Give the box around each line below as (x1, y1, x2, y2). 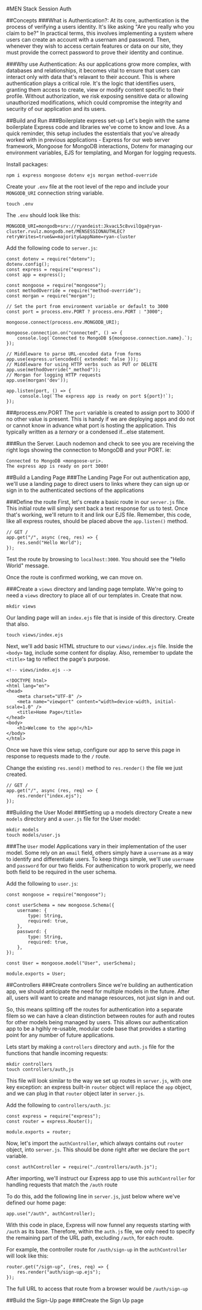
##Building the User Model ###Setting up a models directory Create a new (6, 809, 192, 816)
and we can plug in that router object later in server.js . (6, 1090, 145, 1097)
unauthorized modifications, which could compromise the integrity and (6, 99, 182, 106)
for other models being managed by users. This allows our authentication (6, 1019, 188, 1025)
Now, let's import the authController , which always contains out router (6, 1139, 184, 1147)
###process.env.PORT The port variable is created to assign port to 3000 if (6, 409, 195, 416)
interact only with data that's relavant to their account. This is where (6, 74, 175, 80)
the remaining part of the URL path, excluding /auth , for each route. (6, 1234, 174, 1241)
